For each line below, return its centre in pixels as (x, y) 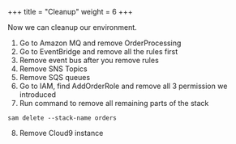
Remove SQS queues (55, 77)
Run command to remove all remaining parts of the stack (114, 103)
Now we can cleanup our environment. (72, 27)
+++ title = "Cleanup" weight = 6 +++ (70, 12)
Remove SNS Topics (53, 69)
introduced (38, 95)
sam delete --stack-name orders (62, 118)
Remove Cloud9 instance (61, 133)
